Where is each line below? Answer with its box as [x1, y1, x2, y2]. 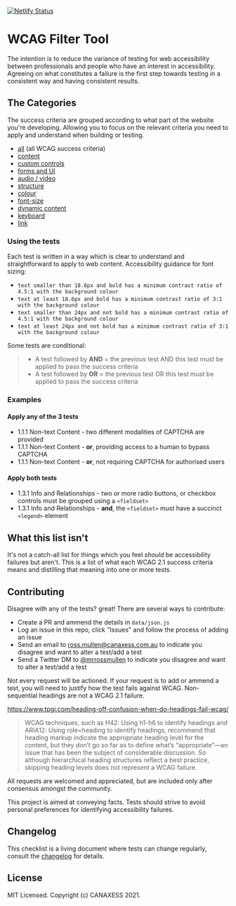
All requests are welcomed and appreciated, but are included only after [7, 777, 213, 785]
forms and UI [17, 166, 55, 175]
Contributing [7, 586, 65, 598]
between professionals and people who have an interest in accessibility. [7, 62, 216, 70]
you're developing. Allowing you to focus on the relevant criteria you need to [7, 123, 229, 131]
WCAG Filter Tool [7, 32, 109, 47]
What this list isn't [7, 532, 88, 544]
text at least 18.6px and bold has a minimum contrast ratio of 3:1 [17, 295, 223, 303]
